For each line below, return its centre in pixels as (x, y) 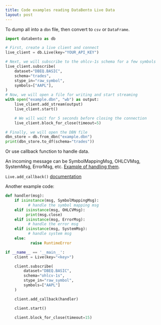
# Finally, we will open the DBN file (46, 132)
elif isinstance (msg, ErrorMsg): (50, 220)
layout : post (19, 15)
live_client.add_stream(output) (49, 104)
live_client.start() (36, 109)
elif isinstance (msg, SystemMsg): (51, 229)
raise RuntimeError (51, 243)
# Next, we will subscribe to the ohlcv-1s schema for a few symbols (81, 62)
